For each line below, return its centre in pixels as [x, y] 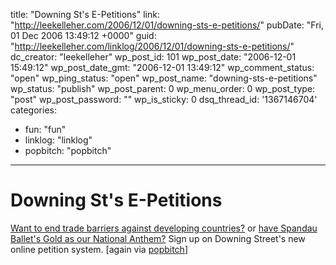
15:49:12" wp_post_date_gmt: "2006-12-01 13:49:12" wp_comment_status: [162, 67]
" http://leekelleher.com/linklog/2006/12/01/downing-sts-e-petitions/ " [152, 46]
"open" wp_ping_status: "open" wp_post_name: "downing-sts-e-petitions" [164, 78]
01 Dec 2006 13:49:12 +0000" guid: [83, 35]
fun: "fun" [45, 129]
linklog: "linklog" [58, 140]
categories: [33, 110]
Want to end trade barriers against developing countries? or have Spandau [164, 228]
